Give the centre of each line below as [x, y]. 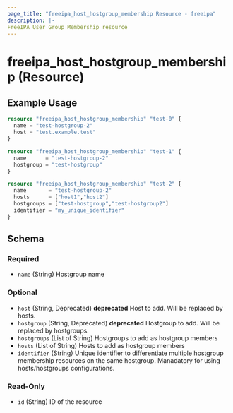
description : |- [31, 20]
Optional [22, 292]
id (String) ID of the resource [60, 401]
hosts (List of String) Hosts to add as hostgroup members [101, 345]
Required [23, 258]
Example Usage [42, 103]
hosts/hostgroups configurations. [66, 368]
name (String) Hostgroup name [61, 274]
